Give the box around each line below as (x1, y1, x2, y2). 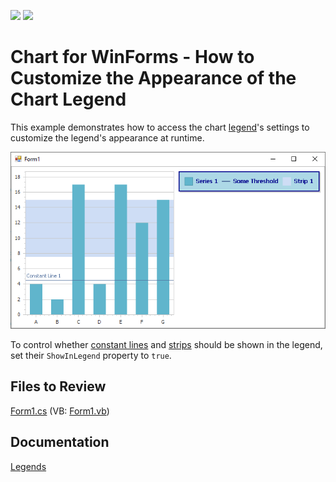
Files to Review (10, 378, 107, 395)
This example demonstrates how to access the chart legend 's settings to (10, 121, 310, 133)
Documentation (10, 434, 110, 451)
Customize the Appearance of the (10, 67, 297, 90)
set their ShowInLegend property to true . (10, 349, 172, 361)
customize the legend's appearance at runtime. (10, 131, 205, 144)
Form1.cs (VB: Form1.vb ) (10, 405, 110, 417)
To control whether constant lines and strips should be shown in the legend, (10, 338, 323, 350)
